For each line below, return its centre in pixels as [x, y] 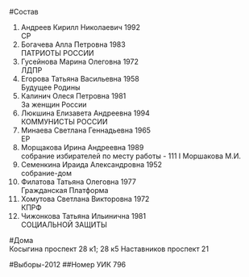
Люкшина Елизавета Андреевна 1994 [85, 113]
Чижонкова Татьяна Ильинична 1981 [83, 216]
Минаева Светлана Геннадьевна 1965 [86, 130]
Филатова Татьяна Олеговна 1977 [78, 182]
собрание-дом [46, 173]
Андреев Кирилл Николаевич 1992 [80, 27]
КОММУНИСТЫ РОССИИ [64, 122]
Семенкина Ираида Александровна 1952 [91, 164]
